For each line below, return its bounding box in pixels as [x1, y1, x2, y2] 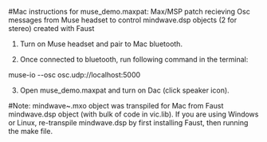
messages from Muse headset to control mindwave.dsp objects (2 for [8, 15, 238, 25]
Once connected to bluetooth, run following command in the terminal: [19, 55, 249, 64]
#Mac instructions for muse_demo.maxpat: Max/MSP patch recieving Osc [8, 7, 251, 16]
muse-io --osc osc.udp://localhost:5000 [8, 70, 141, 79]
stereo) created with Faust [8, 24, 95, 33]
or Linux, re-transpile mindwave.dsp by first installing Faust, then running [8, 118, 249, 127]
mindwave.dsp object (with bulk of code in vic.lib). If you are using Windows [8, 109, 259, 119]
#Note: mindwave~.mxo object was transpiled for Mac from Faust [8, 101, 224, 110]
